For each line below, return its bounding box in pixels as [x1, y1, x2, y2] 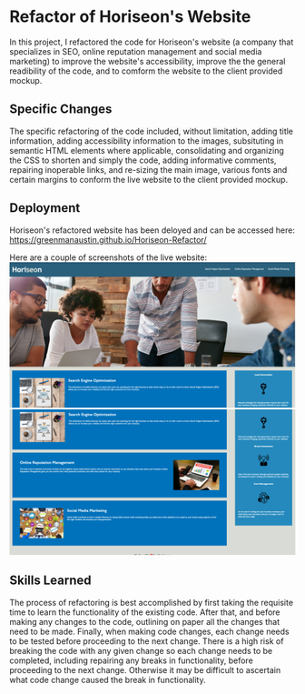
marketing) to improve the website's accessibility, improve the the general [9, 55, 286, 66]
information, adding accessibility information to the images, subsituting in [9, 135, 284, 146]
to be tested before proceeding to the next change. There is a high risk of [9, 635, 284, 647]
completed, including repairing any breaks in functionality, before [9, 655, 254, 666]
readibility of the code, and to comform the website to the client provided [9, 65, 283, 76]
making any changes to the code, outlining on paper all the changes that [9, 616, 280, 627]
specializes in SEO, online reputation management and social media [9, 45, 262, 56]
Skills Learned [9, 573, 93, 588]
